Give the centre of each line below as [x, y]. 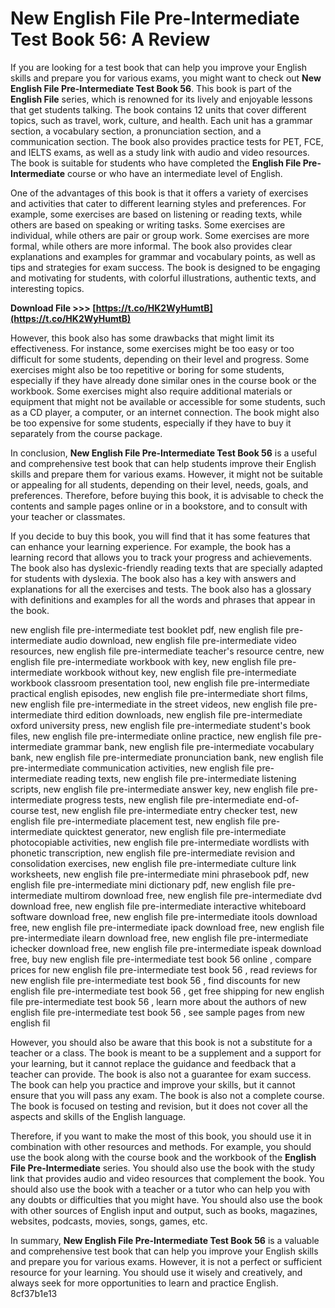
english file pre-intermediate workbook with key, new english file [143, 661]
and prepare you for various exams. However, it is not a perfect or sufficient [166, 1261]
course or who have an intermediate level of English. [174, 173]
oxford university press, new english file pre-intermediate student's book [160, 725]
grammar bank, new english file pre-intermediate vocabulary [189, 746]
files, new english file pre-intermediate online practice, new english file [156, 736]
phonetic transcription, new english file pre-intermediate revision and [153, 853]
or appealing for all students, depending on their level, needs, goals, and [159, 484]
